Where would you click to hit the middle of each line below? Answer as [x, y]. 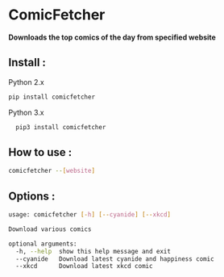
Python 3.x [26, 112]
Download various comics [50, 229]
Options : [32, 196]
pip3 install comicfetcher [61, 127]
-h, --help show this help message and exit [93, 251]
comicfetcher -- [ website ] [52, 171]
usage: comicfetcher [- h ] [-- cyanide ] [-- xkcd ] [90, 215]
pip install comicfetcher [52, 97]
